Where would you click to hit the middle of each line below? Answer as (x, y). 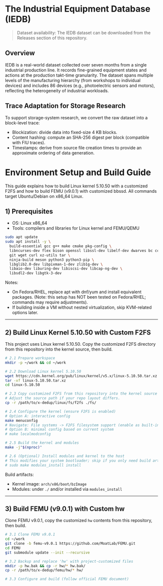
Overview (20, 53)
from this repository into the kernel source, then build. (59, 349)
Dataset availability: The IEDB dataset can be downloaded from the (84, 33)
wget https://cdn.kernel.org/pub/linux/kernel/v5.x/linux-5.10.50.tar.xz (81, 376)
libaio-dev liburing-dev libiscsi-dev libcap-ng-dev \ (66, 269)
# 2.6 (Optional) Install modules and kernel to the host (65, 456)
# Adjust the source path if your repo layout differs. (63, 398)
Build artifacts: (19, 474)
